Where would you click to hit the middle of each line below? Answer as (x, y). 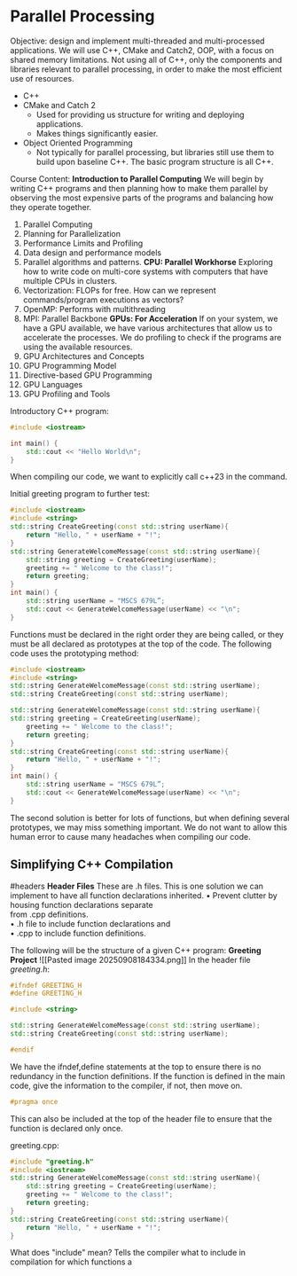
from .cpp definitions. (49, 914)
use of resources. (42, 78)
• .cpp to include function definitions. (78, 933)
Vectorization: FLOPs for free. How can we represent (119, 290)
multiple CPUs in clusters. (70, 280)
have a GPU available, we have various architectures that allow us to (148, 328)
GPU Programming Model (70, 365)
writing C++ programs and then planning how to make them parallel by (139, 188)
